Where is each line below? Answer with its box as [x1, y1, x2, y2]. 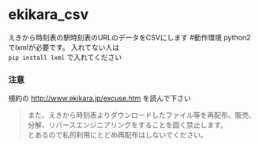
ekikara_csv [8, 6, 89, 24]
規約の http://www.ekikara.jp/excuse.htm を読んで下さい [8, 93, 191, 104]
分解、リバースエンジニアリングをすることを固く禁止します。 [27, 120, 227, 130]
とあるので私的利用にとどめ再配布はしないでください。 [27, 130, 208, 140]
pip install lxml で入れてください [8, 52, 122, 62]
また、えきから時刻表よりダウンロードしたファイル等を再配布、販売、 [27, 111, 257, 120]
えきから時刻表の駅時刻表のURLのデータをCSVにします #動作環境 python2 [8, 32, 251, 42]
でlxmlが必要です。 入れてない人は [8, 42, 120, 52]
